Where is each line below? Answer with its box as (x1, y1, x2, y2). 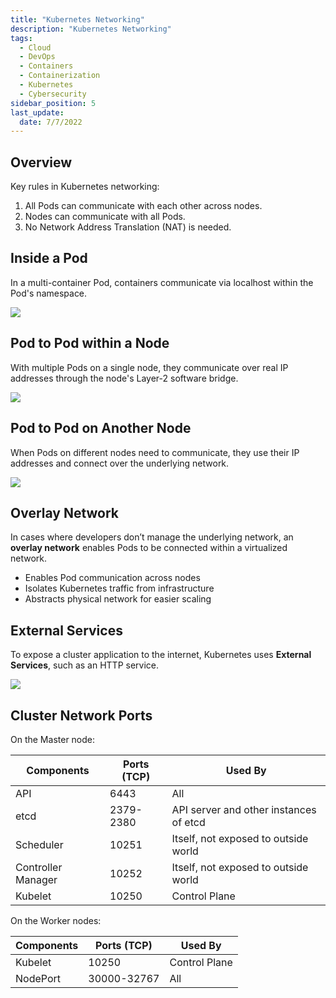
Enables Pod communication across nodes (24, 572, 201, 584)
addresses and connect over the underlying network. (10, 457, 230, 469)
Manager (15, 872, 58, 886)
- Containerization (19, 71, 101, 81)
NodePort (15, 971, 62, 985)
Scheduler (15, 837, 64, 851)
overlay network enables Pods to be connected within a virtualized (10, 542, 288, 554)
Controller (15, 860, 63, 874)
